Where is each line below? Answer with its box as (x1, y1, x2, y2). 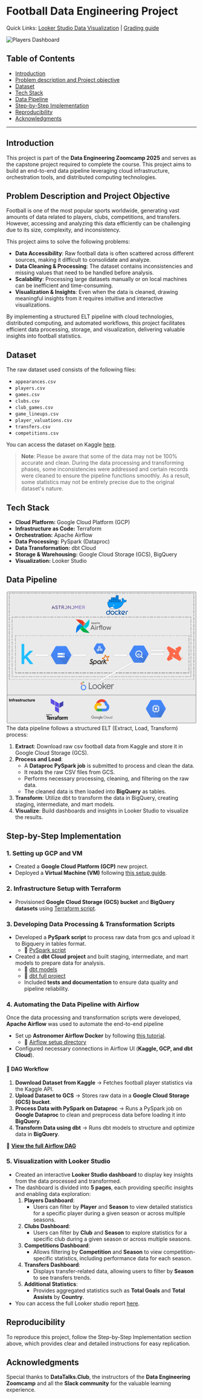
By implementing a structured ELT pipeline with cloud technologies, (6, 313, 174, 321)
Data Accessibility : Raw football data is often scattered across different (14, 250, 195, 257)
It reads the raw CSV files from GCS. (24, 768, 115, 776)
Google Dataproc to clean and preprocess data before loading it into (14, 1111, 186, 1118)
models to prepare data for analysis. (14, 959, 105, 967)
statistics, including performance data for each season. (54, 1254, 192, 1261)
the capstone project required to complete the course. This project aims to (6, 161, 192, 168)
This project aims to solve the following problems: (6, 238, 130, 245)
